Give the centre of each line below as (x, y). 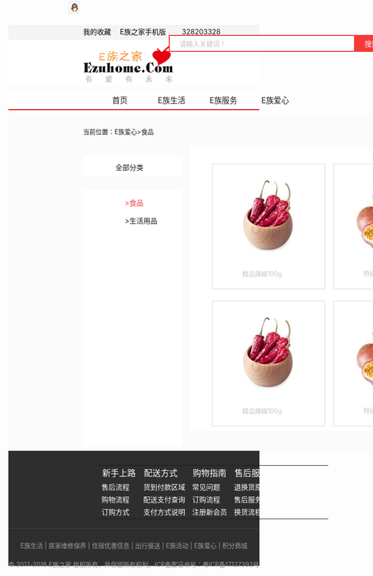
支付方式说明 (164, 512)
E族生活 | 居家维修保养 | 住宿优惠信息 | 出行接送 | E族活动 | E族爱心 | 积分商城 (134, 546)
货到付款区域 (164, 487)
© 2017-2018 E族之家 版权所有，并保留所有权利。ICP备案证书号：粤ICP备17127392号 (134, 564)
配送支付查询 (164, 499)
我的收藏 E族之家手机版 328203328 (152, 32)
